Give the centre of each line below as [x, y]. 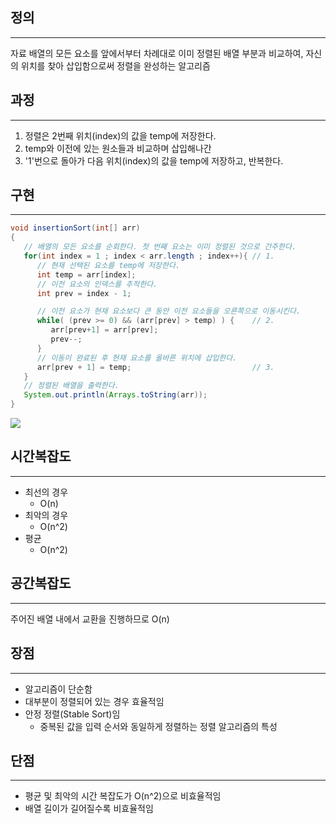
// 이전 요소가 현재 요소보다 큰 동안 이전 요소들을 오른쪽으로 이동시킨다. [169, 311]
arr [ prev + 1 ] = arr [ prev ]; [104, 330]
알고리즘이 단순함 [58, 689]
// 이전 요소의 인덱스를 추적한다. [97, 284]
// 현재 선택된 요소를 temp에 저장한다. [108, 265]
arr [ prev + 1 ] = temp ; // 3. [155, 367]
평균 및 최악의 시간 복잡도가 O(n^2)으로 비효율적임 [123, 796]
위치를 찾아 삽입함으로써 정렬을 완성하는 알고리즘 [115, 65]
